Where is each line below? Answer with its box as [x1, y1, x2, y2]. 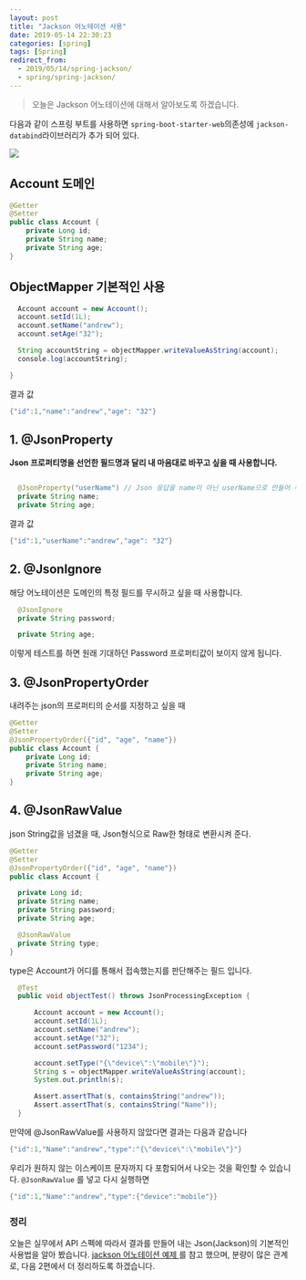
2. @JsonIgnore [9, 562, 102, 578]
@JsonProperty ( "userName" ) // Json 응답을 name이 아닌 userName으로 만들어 [17, 484, 291, 493]
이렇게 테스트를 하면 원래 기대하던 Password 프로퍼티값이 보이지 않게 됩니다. [9, 648, 282, 659]
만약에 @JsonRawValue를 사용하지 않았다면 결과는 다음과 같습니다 [9, 1126, 248, 1137]
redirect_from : [9, 56, 67, 65]
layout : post [9, 13, 59, 23]
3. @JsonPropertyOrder [9, 674, 149, 690]
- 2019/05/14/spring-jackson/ [17, 65, 132, 74]
